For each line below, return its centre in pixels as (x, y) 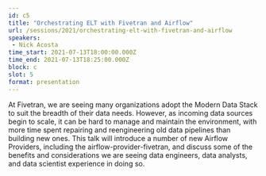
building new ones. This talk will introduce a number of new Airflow (118, 138)
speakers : (25, 38)
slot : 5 (21, 75)
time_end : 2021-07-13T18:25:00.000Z (69, 60)
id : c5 (19, 15)
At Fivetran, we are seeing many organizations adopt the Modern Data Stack (133, 105)
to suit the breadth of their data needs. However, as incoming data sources (131, 113)
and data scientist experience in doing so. (77, 163)
